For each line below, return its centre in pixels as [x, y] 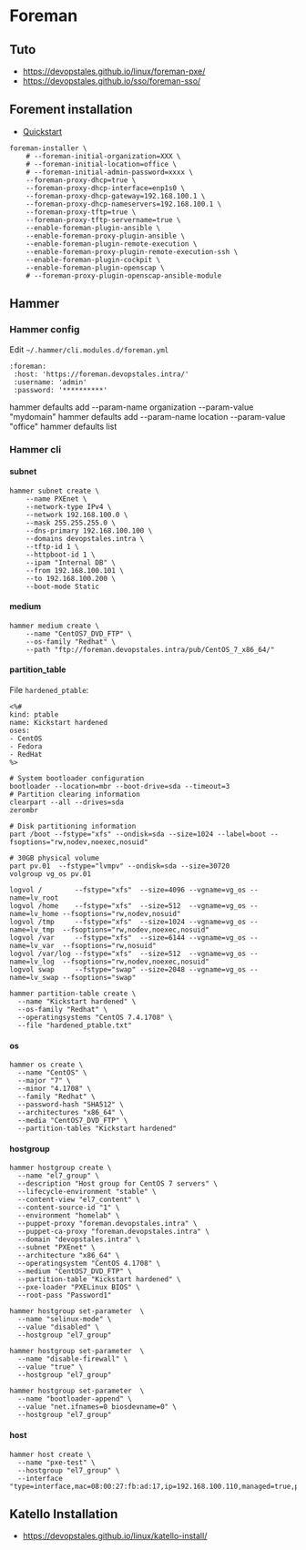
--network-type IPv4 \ [69, 506]
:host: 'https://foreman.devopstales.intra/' [101, 374]
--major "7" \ [44, 1081]
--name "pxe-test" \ [56, 1463]
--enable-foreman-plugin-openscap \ [96, 268]
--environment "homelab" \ [69, 1216]
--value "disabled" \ [59, 1327]
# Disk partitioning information [73, 826]
